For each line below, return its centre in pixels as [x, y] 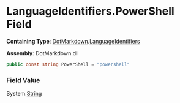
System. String [24, 94]
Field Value [23, 80]
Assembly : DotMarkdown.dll [43, 53]
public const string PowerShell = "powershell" [68, 64]
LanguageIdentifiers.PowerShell [90, 11]
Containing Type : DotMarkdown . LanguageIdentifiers [73, 41]
